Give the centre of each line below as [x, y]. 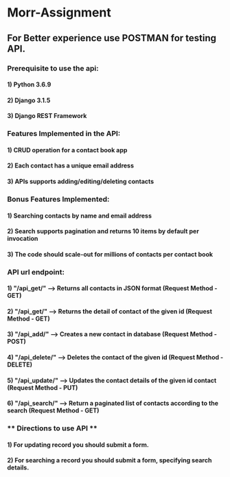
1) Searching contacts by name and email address [80, 216]
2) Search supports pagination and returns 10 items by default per [103, 231]
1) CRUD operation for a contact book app [67, 150]
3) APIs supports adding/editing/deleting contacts [81, 181]
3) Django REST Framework [47, 116]
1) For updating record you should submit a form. [78, 445]
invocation [23, 239]
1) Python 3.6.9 [29, 84]
